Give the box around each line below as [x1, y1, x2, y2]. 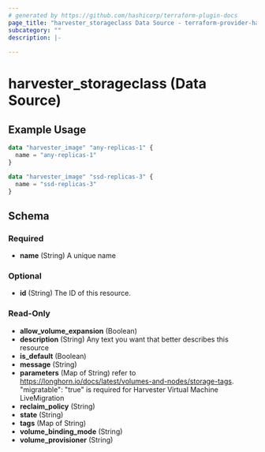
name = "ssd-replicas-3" [15, 180, 97, 188]
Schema [8, 209, 50, 222]
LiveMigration [19, 393, 65, 402]
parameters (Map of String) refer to [19, 368, 136, 377]
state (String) [19, 409, 64, 419]
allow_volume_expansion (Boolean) [19, 326, 138, 335]
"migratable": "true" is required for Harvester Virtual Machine [19, 384, 218, 394]
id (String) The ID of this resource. [19, 289, 132, 298]
